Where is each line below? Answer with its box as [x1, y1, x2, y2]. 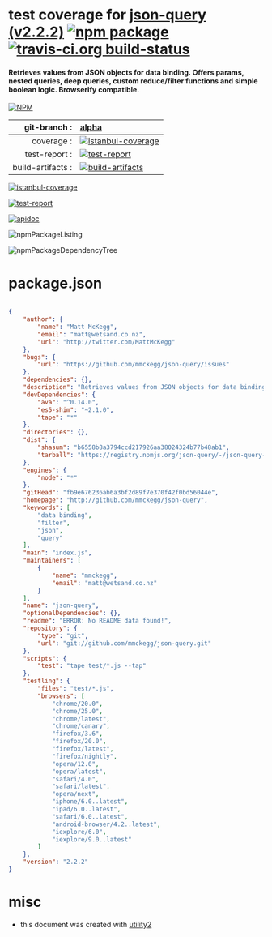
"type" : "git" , [37, 631, 89, 640]
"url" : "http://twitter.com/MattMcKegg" [37, 338, 176, 346]
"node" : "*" [37, 473, 79, 481]
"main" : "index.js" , [23, 549, 92, 557]
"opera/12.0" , [51, 759, 100, 768]
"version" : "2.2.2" [23, 858, 89, 866]
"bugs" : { [23, 353, 57, 362]
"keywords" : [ [23, 504, 70, 512]
